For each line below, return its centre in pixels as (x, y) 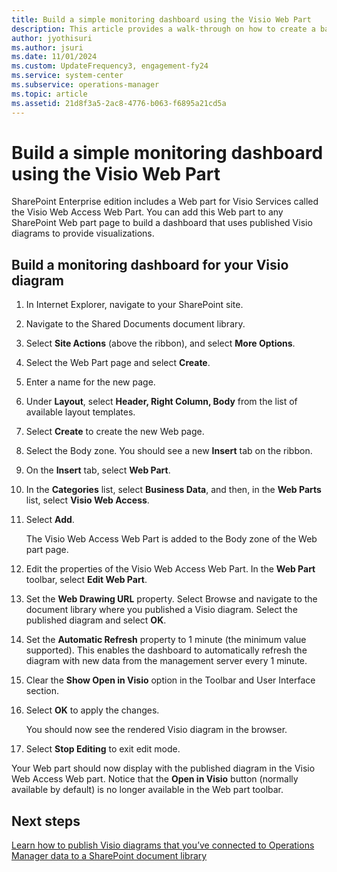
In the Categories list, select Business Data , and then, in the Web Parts (173, 490)
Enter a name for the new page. (90, 382)
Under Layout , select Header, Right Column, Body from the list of (161, 402)
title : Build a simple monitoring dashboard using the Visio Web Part (161, 19)
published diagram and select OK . (96, 620)
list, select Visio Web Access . (87, 500)
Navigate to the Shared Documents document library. (135, 324)
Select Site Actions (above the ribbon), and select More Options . (160, 343)
